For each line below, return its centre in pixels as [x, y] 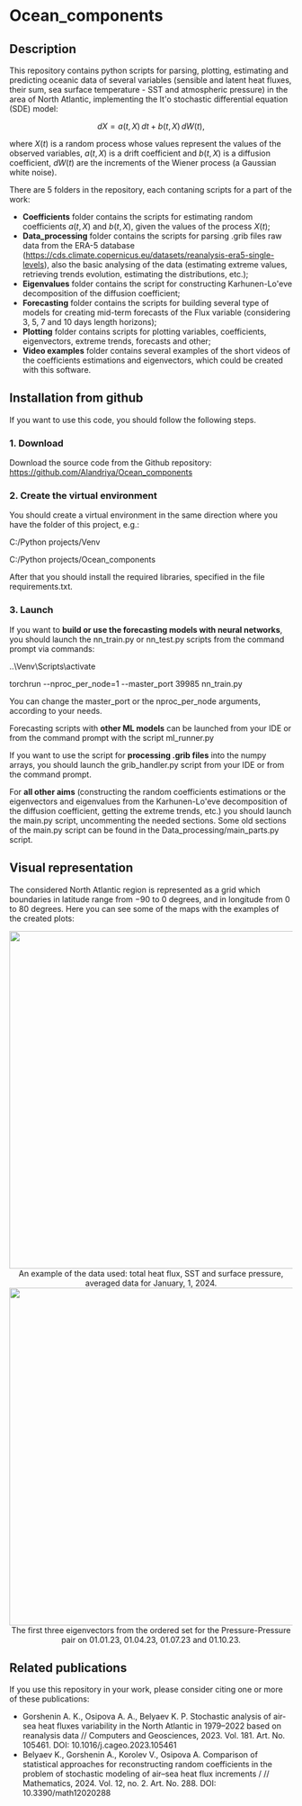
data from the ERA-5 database [78, 245]
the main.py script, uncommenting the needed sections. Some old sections [148, 820]
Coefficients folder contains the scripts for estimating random [138, 217]
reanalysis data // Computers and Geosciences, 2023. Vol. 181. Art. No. [154, 1736]
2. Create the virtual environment [83, 496]
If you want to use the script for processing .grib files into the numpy [138, 755]
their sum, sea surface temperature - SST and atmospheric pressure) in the [149, 90]
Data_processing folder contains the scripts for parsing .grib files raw [152, 236]
